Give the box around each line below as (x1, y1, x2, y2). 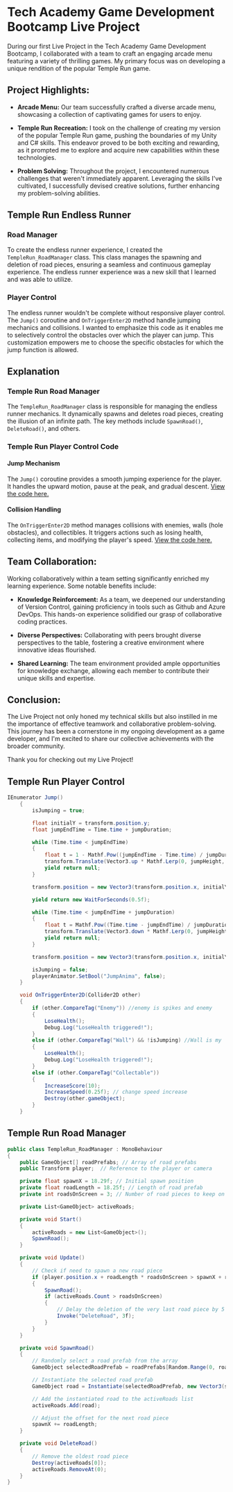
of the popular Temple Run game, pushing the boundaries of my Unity (17, 131, 217, 139)
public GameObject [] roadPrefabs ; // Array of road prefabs (19, 1159, 197, 1166)
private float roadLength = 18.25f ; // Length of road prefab (19, 1184, 203, 1191)
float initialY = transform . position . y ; (32, 819, 150, 827)
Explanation (7, 366, 60, 378)
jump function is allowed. (7, 345, 79, 354)
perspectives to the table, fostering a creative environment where (17, 638, 205, 646)
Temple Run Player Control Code (7, 442, 119, 452)
